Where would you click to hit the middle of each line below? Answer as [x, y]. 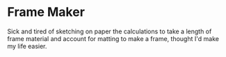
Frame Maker [46, 12]
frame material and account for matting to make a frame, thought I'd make [113, 38]
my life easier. [27, 46]
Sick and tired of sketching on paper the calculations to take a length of [110, 31]
